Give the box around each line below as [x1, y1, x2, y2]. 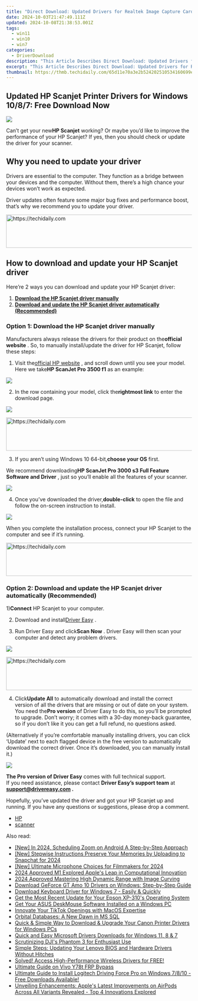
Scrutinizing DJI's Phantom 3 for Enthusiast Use [14, 938, 131, 945]
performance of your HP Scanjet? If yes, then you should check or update [6, 134, 186, 141]
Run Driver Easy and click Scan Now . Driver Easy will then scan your [14, 628, 181, 635]
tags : [6, 25, 19, 31]
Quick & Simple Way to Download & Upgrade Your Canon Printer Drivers [14, 919, 190, 927]
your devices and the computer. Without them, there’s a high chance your [6, 179, 184, 186]
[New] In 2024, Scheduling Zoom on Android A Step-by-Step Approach [14, 844, 189, 851]
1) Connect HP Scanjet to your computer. [6, 605, 105, 612]
